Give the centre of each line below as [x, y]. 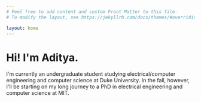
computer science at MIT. [38, 93]
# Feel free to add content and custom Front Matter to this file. [92, 12]
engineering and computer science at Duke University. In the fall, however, [98, 81]
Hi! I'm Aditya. [42, 58]
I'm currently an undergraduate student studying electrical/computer [91, 74]
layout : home [22, 28]
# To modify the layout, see [42, 17]
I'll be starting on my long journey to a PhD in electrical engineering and [95, 86]
